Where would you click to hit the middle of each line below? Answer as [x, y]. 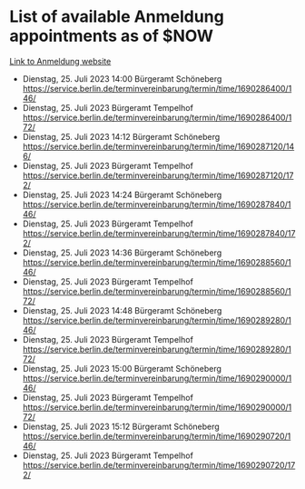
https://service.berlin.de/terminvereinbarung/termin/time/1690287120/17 [158, 175]
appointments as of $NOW [112, 36]
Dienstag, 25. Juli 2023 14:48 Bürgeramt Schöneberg [122, 310]
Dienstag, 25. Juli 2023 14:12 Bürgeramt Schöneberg [121, 136]
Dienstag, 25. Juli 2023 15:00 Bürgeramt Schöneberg [122, 368]
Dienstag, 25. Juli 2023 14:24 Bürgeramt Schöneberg [122, 195]
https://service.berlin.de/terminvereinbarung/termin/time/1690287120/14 [158, 146]
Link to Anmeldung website [60, 61]
